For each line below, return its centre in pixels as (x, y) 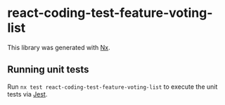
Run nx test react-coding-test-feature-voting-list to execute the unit (112, 87)
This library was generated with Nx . (59, 47)
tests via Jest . (27, 94)
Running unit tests (48, 69)
